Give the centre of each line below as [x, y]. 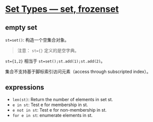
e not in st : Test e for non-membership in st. [59, 110]
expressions [25, 88]
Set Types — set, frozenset [62, 9]
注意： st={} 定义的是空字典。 [48, 50]
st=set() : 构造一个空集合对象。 [37, 40]
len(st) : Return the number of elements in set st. [63, 99]
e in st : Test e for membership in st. [50, 105]
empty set [21, 28]
